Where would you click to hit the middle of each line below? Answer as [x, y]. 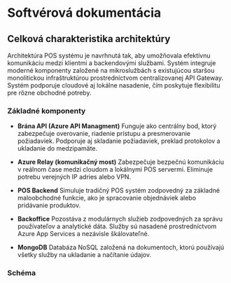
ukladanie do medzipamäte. [57, 149]
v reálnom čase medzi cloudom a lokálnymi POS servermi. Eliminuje [115, 170]
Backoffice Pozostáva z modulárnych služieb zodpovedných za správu [120, 219]
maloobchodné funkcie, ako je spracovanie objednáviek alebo [107, 198]
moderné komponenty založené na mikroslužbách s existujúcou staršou [111, 70]
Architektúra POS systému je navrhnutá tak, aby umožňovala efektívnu [109, 55]
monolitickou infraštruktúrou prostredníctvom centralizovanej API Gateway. [115, 78]
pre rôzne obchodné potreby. [49, 93]
